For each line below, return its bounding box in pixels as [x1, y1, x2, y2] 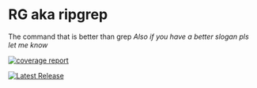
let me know [8, 40, 48, 49]
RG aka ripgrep [8, 6, 108, 24]
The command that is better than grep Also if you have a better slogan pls [8, 32, 249, 41]
